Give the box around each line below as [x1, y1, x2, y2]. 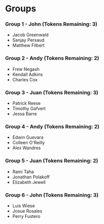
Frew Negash [12, 66, 40, 72]
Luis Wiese [12, 203, 35, 209]
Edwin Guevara [12, 134, 44, 140]
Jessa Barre [12, 111, 37, 117]
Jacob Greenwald [12, 32, 49, 38]
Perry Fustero [12, 213, 41, 219]
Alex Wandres [12, 145, 41, 151]
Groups [5, 3, 36, 14]
